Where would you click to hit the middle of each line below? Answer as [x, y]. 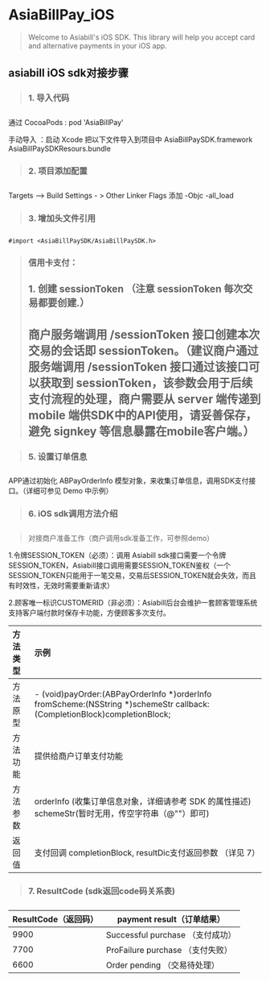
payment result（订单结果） [171, 919]
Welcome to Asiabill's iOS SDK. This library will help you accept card [141, 37]
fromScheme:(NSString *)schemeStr [104, 705]
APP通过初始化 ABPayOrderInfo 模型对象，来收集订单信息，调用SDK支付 [129, 481]
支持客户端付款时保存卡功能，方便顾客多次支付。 [89, 613]
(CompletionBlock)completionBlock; [102, 714]
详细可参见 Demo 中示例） [69, 491]
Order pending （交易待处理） [162, 965]
